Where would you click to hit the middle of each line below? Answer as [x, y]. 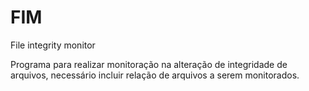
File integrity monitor [53, 45]
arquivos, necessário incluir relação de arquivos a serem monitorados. [155, 75]
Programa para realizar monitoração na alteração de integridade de [149, 64]
